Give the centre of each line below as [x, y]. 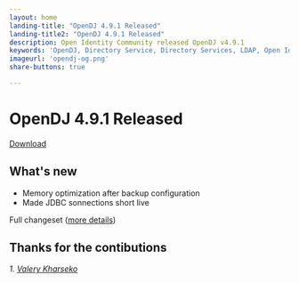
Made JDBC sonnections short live [85, 202]
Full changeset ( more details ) [63, 220]
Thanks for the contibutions [88, 248]
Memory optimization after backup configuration [111, 193]
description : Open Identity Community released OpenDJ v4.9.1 [127, 42]
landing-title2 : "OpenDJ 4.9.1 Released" [87, 34]
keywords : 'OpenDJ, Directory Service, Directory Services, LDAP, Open [145, 51]
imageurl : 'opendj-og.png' [59, 59]
